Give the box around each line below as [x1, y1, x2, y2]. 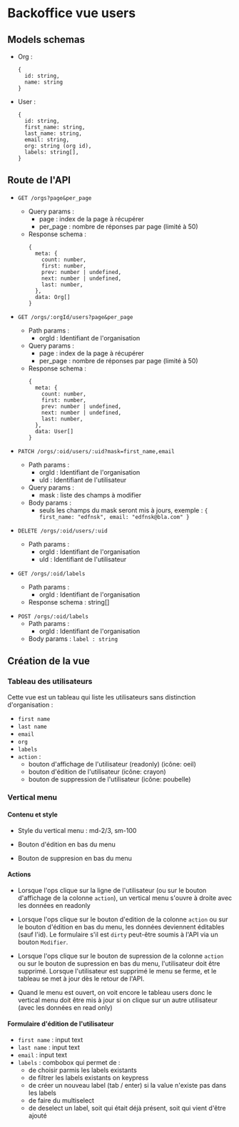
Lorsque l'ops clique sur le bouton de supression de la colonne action [17, 951, 224, 960]
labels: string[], [24, 148, 79, 156]
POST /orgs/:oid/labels [17, 612, 89, 620]
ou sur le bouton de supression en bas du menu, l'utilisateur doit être [17, 959, 220, 968]
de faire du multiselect [28, 1096, 95, 1105]
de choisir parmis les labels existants [28, 1066, 137, 1075]
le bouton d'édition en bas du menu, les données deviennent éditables [17, 922, 225, 931]
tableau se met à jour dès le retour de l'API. [17, 974, 145, 983]
